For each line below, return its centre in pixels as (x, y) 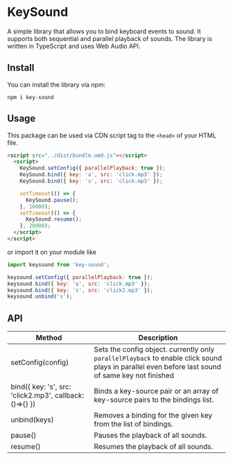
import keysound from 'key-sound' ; (59, 264)
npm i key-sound (31, 97)
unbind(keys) (32, 420)
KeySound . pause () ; (52, 200)
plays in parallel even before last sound (157, 367)
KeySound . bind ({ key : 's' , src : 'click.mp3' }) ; (91, 181)
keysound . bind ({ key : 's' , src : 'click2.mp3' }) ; (80, 290)
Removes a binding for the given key (153, 416)
